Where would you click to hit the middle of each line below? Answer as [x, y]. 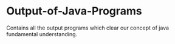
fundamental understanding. [42, 34]
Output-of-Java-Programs [74, 11]
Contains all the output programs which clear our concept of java [87, 28]
